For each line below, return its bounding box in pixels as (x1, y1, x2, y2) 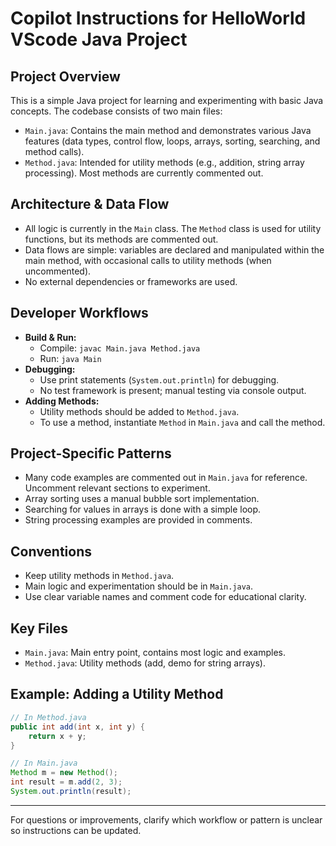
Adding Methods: (24, 395, 100, 407)
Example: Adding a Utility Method (10, 686, 224, 703)
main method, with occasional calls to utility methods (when (24, 254, 272, 266)
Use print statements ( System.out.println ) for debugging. (39, 373, 280, 386)
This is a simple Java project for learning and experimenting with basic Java (10, 95, 324, 106)
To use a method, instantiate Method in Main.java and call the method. (39, 416, 326, 428)
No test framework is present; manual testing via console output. (39, 384, 307, 396)
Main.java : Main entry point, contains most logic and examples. (24, 647, 287, 659)
